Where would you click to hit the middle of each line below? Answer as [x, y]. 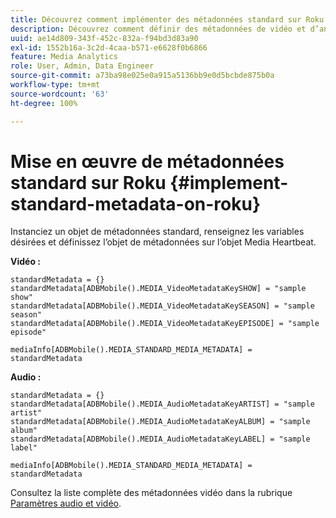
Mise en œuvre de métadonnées [147, 161]
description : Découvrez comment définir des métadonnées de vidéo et [158, 29]
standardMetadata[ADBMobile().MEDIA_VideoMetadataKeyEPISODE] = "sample [165, 324]
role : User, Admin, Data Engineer [82, 66]
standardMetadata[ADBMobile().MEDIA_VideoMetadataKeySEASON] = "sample [162, 306]
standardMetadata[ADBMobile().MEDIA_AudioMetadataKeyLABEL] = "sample [160, 439]
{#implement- [229, 182]
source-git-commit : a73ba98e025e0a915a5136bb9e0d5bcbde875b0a [142, 76]
